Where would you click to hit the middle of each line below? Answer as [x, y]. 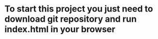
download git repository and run [71, 19]
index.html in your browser [60, 29]
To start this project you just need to [79, 9]
